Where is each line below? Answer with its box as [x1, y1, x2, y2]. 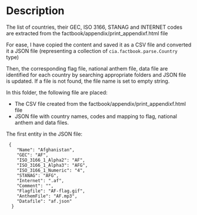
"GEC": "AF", [16, 152, 49, 158]
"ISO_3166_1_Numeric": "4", [16, 167, 85, 173]
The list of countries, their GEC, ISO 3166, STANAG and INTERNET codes [6, 23, 183, 31]
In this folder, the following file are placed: [6, 89, 108, 96]
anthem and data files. [14, 119, 69, 126]
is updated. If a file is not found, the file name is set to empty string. [6, 78, 170, 85]
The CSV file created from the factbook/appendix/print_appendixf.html [14, 100, 186, 107]
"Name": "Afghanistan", [16, 147, 75, 153]
